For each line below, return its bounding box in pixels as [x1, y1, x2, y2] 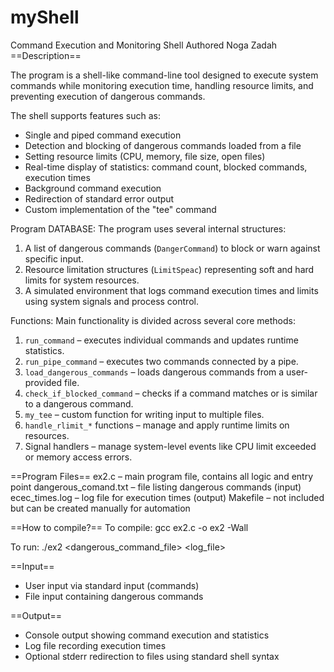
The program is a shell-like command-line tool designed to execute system [10, 69, 319, 81]
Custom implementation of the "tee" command [24, 203, 217, 215]
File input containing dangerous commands [24, 590, 204, 602]
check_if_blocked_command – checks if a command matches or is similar [24, 387, 318, 399]
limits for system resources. [24, 274, 140, 286]
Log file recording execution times [24, 639, 167, 651]
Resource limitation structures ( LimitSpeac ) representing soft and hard [24, 263, 315, 275]
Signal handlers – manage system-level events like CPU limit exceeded [24, 440, 317, 452]
